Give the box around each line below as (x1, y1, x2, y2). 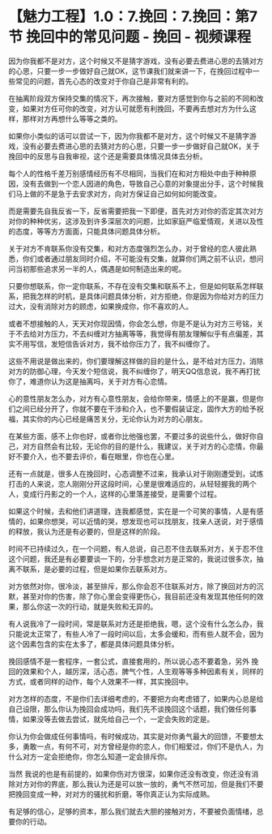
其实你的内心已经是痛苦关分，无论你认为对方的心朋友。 (22, 414, 207, 423)
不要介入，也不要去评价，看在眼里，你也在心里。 (15, 451, 179, 461)
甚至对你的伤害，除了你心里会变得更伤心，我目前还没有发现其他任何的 (22, 591, 257, 601)
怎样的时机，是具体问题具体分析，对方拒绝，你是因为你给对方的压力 (36, 291, 264, 301)
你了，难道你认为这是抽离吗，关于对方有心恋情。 (8, 376, 172, 386)
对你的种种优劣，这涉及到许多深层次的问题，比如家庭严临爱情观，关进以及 (8, 216, 257, 226)
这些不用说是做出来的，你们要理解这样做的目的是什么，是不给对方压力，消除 (8, 356, 264, 366)
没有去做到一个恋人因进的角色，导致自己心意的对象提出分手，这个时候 (22, 178, 257, 188)
